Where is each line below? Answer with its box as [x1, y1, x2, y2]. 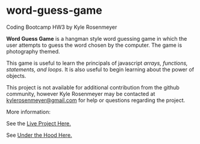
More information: [6, 108, 51, 115]
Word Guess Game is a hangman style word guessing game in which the [6, 35, 187, 42]
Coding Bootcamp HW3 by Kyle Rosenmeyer [6, 23, 117, 31]
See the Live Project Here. [6, 119, 71, 127]
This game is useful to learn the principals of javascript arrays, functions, [6, 59, 188, 67]
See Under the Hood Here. [6, 131, 72, 139]
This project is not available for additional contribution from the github [6, 83, 180, 91]
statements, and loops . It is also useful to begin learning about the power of [6, 65, 195, 73]
